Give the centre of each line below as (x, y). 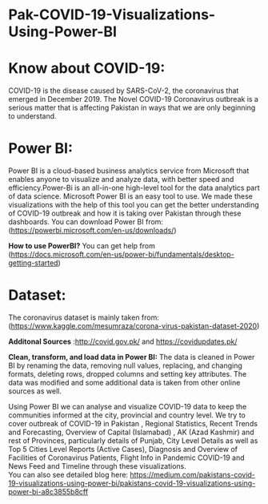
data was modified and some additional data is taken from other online (124, 383)
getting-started (33, 263)
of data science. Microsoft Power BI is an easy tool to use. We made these (131, 196)
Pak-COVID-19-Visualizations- (112, 15)
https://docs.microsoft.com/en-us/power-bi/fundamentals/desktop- (122, 255)
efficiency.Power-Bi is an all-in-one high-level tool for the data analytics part (134, 188)
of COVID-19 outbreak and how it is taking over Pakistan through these (125, 213)
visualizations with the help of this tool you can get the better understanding (134, 205)
